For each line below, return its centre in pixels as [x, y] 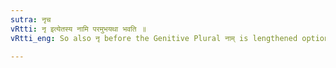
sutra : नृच [31, 19]
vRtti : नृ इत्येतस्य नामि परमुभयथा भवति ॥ [78, 29]
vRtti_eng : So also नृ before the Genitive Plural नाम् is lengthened [154, 38]
